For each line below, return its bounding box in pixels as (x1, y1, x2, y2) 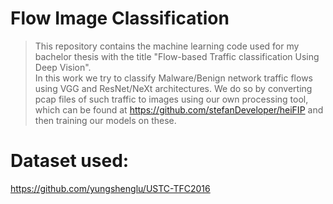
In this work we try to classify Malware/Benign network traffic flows (34, 72, 313, 84)
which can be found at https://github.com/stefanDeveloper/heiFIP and (34, 103, 324, 116)
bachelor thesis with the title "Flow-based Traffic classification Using (34, 50, 320, 62)
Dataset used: (10, 150, 130, 172)
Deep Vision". (34, 61, 92, 73)
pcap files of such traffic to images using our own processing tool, (34, 93, 309, 105)
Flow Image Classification (10, 7, 230, 30)
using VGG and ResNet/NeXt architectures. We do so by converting (34, 82, 313, 94)
